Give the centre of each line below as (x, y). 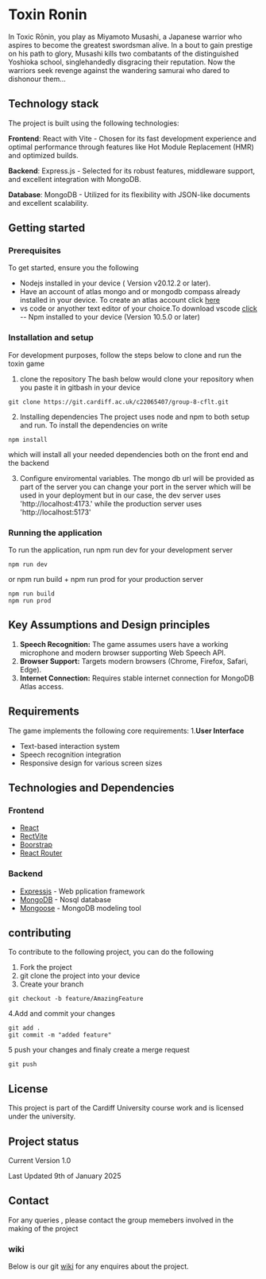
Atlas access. (42, 686)
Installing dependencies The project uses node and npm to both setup (135, 417)
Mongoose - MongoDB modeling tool (80, 908)
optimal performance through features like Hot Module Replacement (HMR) (131, 147)
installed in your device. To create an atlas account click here (120, 300)
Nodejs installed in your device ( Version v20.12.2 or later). (115, 283)
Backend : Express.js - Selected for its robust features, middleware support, (132, 171)
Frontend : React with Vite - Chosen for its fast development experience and (132, 138)
